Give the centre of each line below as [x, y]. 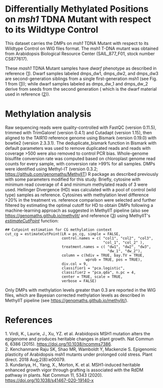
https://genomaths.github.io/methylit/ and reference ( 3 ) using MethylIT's [78, 215]
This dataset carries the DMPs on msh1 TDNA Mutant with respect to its [77, 43]
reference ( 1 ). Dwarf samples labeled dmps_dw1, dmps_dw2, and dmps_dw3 [82, 73]
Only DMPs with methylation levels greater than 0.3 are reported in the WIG [81, 290]
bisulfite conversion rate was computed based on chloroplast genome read [80, 158]
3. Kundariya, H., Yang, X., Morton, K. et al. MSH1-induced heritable [72, 365]
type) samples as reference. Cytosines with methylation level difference [77, 195]
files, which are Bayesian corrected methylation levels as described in [75, 295]
